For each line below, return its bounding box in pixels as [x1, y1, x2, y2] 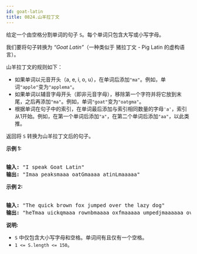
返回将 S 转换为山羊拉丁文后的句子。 [6, 132, 94, 139]
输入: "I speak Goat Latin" [6, 163, 85, 171]
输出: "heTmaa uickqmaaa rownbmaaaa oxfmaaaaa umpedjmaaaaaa [6, 209, 184, 216]
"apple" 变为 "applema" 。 [19, 83, 78, 90]
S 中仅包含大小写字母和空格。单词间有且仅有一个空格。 [14, 233, 148, 241]
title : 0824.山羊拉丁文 [6, 14, 60, 20]
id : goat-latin [6, 8, 43, 15]
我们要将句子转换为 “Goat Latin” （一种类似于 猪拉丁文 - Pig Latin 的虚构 [6, 44, 180, 51]
